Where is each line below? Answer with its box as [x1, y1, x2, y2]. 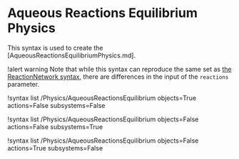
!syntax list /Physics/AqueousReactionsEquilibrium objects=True [7, 94, 197, 102]
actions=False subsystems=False [7, 101, 106, 109]
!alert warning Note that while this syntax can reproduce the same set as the [7, 65, 232, 73]
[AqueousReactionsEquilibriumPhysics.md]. [7, 51, 136, 60]
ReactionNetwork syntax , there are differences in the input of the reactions [7, 72, 229, 81]
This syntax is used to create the [7, 43, 103, 52]
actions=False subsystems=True [7, 122, 103, 131]
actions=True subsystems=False [7, 143, 103, 152]
